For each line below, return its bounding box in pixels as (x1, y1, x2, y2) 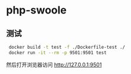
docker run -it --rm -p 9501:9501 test (8, 49, 107, 56)
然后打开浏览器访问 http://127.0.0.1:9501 (6, 61, 102, 68)
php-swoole (6, 4, 67, 17)
